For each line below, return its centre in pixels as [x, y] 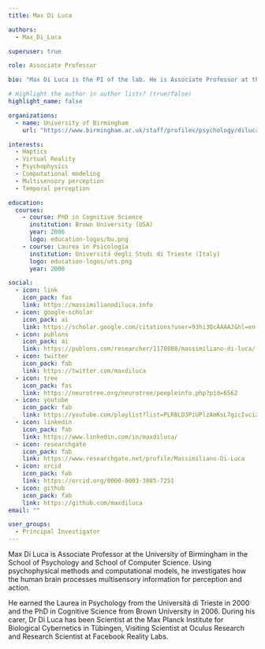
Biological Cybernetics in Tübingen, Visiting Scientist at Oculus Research [127, 628]
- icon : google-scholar [54, 312]
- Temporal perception [52, 188]
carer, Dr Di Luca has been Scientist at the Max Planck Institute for [116, 619]
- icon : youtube [42, 400]
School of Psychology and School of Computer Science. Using [110, 562]
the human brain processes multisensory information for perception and [125, 579]
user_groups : [30, 524]
